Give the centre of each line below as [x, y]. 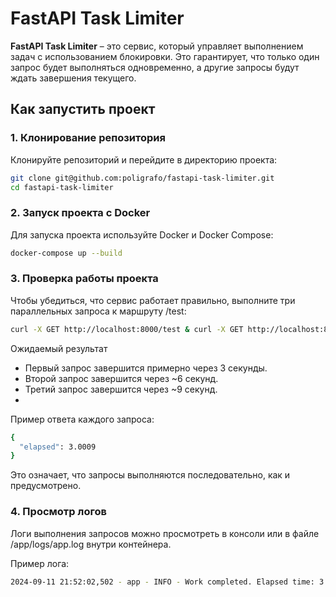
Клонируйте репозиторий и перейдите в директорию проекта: [144, 159]
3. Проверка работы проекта [84, 279]
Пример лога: [40, 563]
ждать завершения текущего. [73, 78]
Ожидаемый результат [59, 348]
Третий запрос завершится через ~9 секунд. [121, 389]
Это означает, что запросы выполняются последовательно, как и [150, 475]
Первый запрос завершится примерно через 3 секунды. [146, 368]
